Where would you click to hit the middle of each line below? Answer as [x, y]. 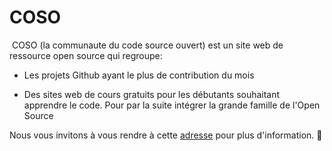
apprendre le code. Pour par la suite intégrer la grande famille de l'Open [172, 105]
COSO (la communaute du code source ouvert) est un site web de [147, 45]
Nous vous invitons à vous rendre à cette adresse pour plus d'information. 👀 [166, 135]
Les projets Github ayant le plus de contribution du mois [139, 75]
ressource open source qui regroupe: [86, 55]
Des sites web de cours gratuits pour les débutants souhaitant [152, 94]
